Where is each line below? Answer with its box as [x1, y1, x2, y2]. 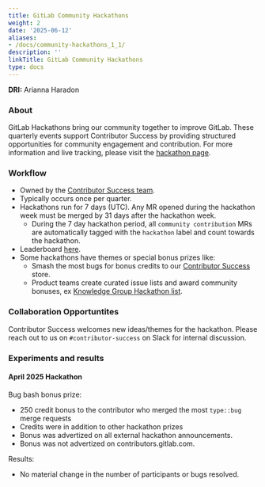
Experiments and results [8, 352, 104, 363]
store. [31, 270, 51, 280]
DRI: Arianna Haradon [8, 85, 80, 94]
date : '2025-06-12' [8, 26, 73, 34]
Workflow [8, 167, 47, 178]
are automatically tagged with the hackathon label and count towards [31, 227, 255, 238]
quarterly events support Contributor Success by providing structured [8, 131, 236, 141]
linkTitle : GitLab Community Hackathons [8, 56, 144, 64]
